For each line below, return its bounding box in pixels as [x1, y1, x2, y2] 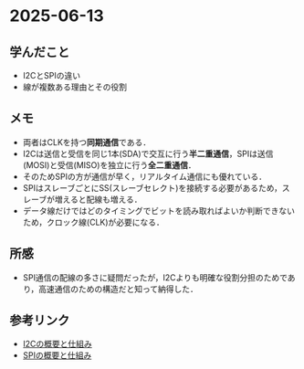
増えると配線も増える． [54, 194, 143, 205]
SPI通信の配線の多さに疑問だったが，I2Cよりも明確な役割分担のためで [22, 271, 288, 283]
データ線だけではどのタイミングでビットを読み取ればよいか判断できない [22, 205, 295, 216]
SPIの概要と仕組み [22, 350, 92, 361]
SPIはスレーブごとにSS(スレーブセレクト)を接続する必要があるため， [22, 182, 283, 193]
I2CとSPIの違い [22, 70, 81, 80]
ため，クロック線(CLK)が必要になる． [22, 216, 164, 227]
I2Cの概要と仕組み [22, 339, 93, 350]
